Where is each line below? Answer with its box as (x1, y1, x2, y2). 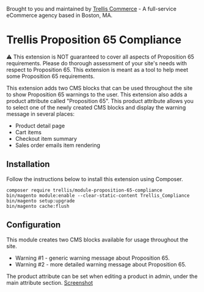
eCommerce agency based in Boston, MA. (6, 12, 113, 19)
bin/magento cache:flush (6, 203, 70, 209)
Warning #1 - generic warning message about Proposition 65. (15, 254, 170, 262)
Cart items (15, 128, 42, 136)
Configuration (6, 219, 61, 230)
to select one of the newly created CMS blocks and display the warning (6, 104, 186, 111)
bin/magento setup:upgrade (6, 198, 75, 204)
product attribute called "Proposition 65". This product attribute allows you (6, 97, 194, 104)
